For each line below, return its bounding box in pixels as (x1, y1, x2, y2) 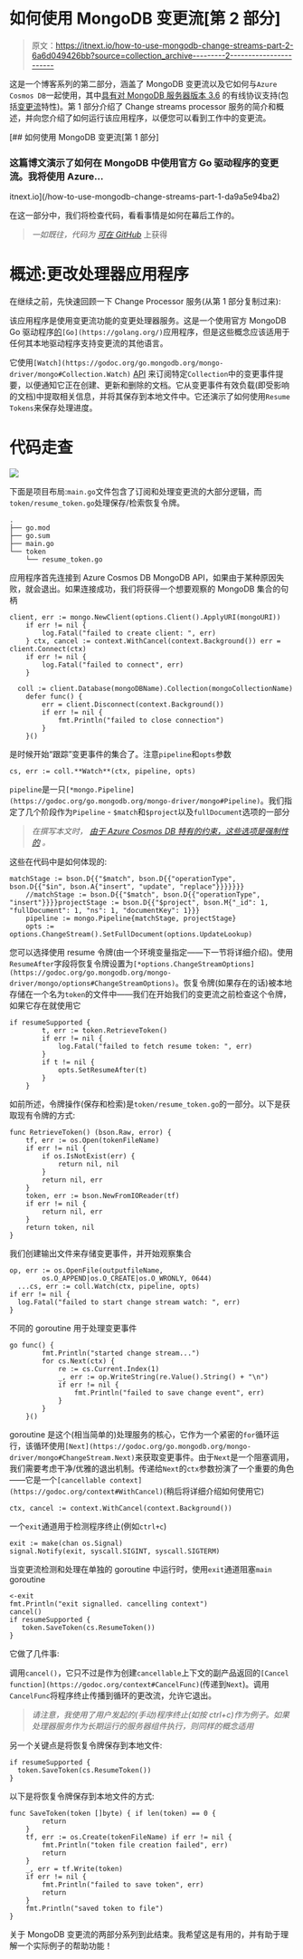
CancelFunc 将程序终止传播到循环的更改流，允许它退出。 (9, 1690, 217, 1701)
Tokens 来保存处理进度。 (9, 402, 98, 413)
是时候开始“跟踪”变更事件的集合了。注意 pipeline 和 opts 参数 (9, 749, 232, 760)
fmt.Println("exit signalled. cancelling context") (9, 1599, 208, 1608)
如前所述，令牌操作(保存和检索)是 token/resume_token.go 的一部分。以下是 (9, 1099, 283, 1109)
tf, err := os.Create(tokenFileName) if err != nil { (25, 1833, 232, 1842)
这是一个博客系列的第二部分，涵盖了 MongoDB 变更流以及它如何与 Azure (9, 78, 278, 89)
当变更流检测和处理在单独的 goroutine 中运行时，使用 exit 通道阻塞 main (9, 1564, 273, 1575)
